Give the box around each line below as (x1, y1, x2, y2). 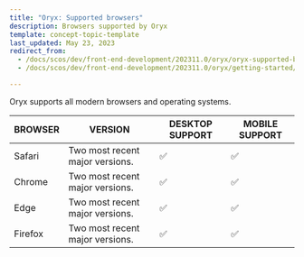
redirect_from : (9, 47, 67, 56)
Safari (14, 150, 39, 162)
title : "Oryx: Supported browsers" (9, 13, 144, 23)
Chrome (14, 175, 48, 188)
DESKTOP (168, 117, 213, 130)
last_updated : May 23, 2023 (9, 38, 116, 48)
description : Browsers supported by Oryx (9, 22, 168, 31)
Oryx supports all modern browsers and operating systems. (9, 96, 232, 106)
